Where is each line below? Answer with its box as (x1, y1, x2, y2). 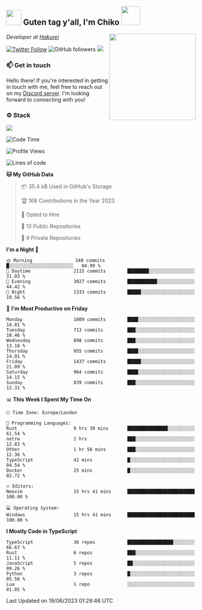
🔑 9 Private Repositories (20, 234, 81, 242)
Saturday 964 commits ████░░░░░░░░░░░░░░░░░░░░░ (6, 369, 195, 376)
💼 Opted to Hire (20, 211, 60, 218)
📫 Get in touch (6, 61, 51, 69)
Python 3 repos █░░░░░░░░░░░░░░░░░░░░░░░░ (6, 571, 195, 577)
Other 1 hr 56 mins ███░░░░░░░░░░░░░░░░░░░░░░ (6, 447, 195, 453)
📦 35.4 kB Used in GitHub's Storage (20, 183, 112, 190)
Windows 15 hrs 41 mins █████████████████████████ (6, 512, 195, 518)
